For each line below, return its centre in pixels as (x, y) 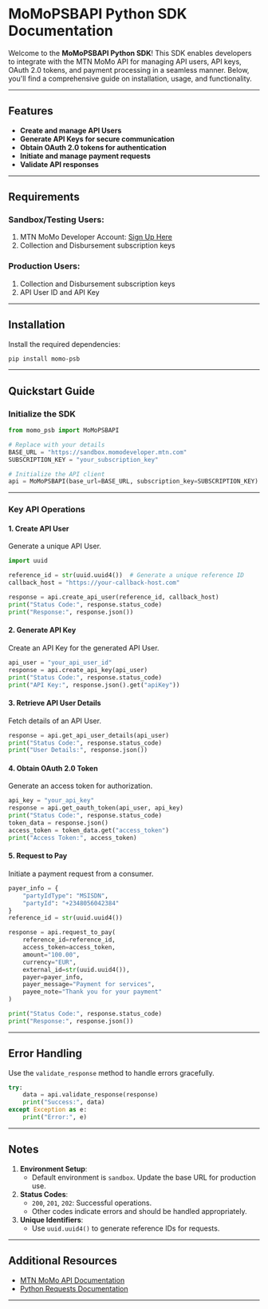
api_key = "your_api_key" (51, 801)
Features (31, 111)
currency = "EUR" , (50, 962)
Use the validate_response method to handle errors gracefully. (112, 1072)
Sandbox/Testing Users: (57, 220)
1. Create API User (39, 528)
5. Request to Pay (38, 856)
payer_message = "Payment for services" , (89, 985)
